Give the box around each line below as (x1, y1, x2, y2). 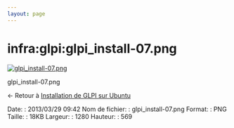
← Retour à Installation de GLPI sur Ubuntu (7, 91, 131, 99)
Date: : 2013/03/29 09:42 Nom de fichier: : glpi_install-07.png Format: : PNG (7, 105, 227, 113)
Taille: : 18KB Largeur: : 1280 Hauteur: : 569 (7, 112, 133, 120)
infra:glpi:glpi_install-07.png (7, 40, 177, 56)
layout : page (7, 10, 46, 18)
